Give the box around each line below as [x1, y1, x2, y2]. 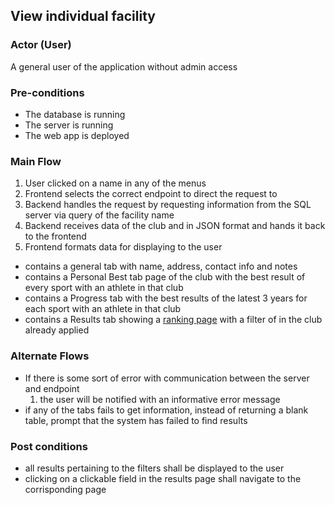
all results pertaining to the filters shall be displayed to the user [24, 462, 285, 474]
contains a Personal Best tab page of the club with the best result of [24, 271, 306, 283]
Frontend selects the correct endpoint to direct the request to [24, 188, 278, 200]
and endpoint [24, 382, 80, 394]
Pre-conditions [10, 85, 85, 99]
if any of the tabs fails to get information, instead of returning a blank [24, 404, 309, 416]
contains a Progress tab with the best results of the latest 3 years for [24, 292, 308, 304]
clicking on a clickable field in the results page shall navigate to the [24, 472, 302, 484]
